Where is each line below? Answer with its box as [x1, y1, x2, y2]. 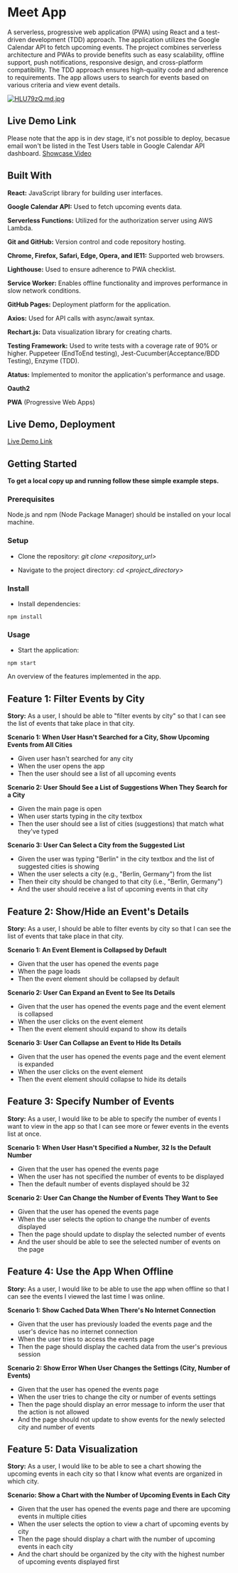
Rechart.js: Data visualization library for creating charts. [7, 328, 173, 336]
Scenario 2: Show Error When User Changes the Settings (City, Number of [7, 1363, 231, 1372]
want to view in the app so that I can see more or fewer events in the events [7, 1122, 229, 1130]
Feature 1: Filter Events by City [7, 692, 145, 704]
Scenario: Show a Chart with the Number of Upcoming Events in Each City [7, 1491, 231, 1500]
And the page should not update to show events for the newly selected [17, 1415, 225, 1424]
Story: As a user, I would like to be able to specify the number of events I [7, 1114, 221, 1123]
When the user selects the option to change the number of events [17, 1215, 211, 1223]
